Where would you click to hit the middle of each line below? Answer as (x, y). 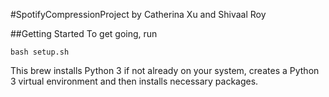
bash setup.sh (40, 52)
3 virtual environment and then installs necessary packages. (134, 81)
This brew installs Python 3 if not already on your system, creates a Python (165, 70)
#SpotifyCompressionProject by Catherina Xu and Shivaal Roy (138, 14)
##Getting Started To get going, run (84, 33)
